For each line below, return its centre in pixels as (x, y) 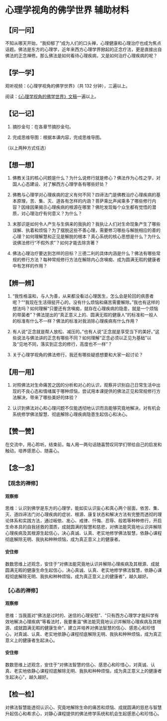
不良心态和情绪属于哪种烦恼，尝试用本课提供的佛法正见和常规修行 (89, 391)
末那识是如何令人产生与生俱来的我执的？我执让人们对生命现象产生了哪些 (86, 224)
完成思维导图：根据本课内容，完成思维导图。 (58, 137)
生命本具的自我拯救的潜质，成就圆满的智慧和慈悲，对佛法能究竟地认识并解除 (83, 527)
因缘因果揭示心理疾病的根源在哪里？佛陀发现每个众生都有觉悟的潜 (89, 207)
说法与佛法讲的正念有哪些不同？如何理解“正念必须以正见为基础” (82, 338)
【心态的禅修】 (23, 590)
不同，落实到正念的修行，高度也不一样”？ (70, 344)
